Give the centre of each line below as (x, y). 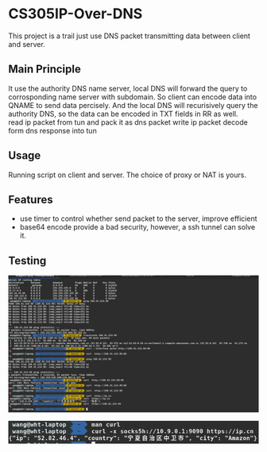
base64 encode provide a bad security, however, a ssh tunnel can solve (137, 227)
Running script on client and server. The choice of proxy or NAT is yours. (127, 175)
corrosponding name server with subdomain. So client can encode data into (132, 97)
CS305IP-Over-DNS (75, 14)
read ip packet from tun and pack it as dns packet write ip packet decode (128, 122)
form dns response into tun (52, 130)
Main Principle (44, 70)
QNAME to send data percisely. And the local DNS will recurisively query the (133, 105)
